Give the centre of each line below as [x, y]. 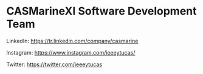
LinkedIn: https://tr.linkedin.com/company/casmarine [72, 41]
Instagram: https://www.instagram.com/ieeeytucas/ [71, 52]
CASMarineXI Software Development [101, 11]
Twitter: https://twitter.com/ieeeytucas [54, 64]
